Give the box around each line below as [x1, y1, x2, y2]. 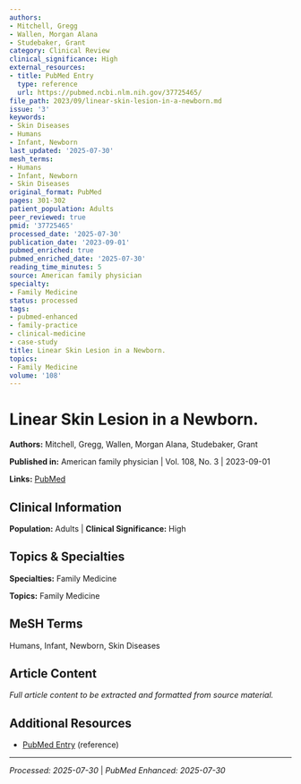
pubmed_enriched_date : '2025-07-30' [9, 254, 146, 264]
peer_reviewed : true [9, 212, 87, 222]
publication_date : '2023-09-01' [9, 238, 130, 247]
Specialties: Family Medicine [9, 573, 117, 584]
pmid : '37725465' [9, 221, 74, 230]
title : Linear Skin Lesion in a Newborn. [9, 345, 167, 354]
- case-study [9, 337, 58, 346]
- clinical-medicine [9, 329, 87, 338]
